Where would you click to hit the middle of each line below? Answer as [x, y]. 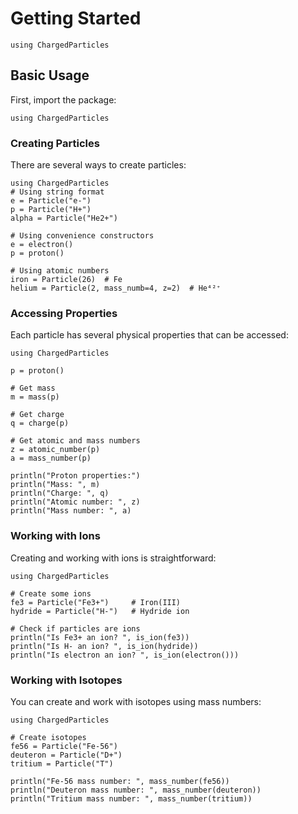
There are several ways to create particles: [98, 165]
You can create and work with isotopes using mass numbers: [136, 701]
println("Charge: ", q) [60, 493]
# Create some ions [51, 593]
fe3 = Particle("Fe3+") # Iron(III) [96, 602]
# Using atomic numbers [60, 271]
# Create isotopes [48, 737]
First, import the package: [63, 99]
